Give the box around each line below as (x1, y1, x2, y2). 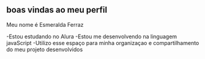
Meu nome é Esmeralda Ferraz (6, 21, 84, 28)
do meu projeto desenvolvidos (6, 46, 83, 53)
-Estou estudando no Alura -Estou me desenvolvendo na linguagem (6, 33, 177, 40)
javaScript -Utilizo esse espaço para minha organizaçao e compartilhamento (6, 39, 199, 46)
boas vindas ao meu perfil (6, 5, 108, 15)
